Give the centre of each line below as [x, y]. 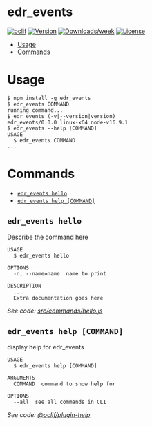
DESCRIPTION [24, 286]
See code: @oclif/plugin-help [49, 415]
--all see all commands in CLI [60, 402]
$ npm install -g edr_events [49, 98]
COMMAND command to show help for [65, 384]
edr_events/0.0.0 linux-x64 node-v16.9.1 [68, 122]
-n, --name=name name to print [60, 273]
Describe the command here [48, 237]
